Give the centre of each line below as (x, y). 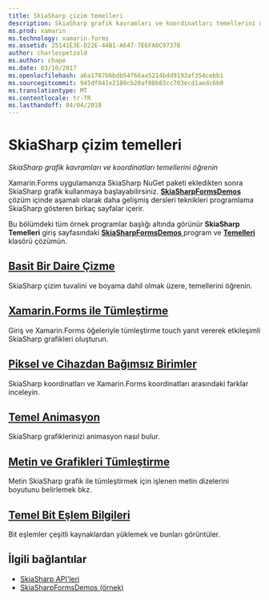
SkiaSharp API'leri (50, 578)
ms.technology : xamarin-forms (59, 38)
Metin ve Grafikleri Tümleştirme (89, 461)
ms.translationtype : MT (48, 90)
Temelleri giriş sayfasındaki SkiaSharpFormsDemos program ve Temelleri (132, 233)
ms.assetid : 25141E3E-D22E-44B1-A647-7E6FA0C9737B (94, 46)
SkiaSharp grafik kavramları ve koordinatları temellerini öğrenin (113, 167)
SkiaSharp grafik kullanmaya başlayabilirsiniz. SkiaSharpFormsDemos (125, 192)
